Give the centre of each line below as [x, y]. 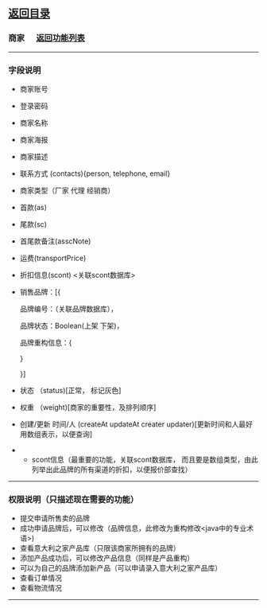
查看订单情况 [41, 578]
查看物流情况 [41, 588]
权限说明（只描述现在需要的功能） [74, 499]
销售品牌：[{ [40, 291]
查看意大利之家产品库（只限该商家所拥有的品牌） [100, 548]
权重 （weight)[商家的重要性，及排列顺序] [88, 407]
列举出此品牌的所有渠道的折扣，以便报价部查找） [112, 469]
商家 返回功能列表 [47, 38]
